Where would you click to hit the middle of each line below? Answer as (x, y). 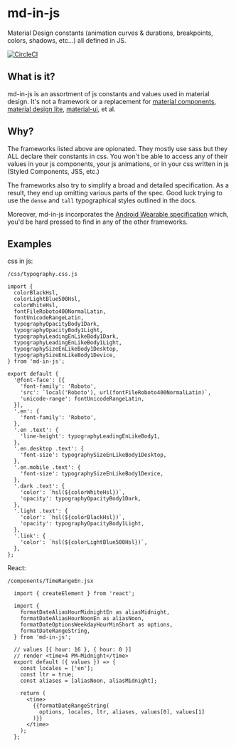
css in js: (20, 261)
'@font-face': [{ (39, 380)
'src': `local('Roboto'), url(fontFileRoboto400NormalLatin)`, (116, 393)
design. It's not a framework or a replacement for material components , (112, 101)
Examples (29, 244)
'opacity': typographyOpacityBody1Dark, (81, 499)
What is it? (31, 77)
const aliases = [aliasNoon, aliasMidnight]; (89, 681)
